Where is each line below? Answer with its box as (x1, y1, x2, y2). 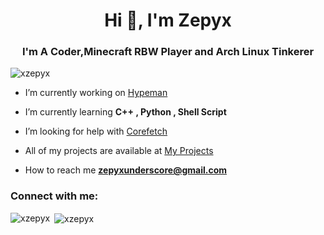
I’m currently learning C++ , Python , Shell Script (24, 106, 227, 118)
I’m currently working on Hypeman (24, 87, 168, 99)
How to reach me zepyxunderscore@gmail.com (24, 164, 227, 176)
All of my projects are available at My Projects (24, 145, 214, 157)
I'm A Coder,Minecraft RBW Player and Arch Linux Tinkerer (21, 45, 315, 59)
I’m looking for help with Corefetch (24, 125, 168, 138)
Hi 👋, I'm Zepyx (104, 9, 232, 32)
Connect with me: (10, 189, 99, 203)
